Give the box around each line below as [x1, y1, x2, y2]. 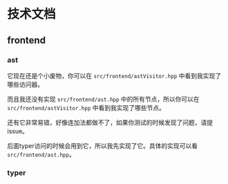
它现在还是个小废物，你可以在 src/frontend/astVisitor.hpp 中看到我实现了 [7, 71, 222, 80]
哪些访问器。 [7, 80, 44, 89]
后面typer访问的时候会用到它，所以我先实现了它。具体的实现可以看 [7, 141, 198, 149]
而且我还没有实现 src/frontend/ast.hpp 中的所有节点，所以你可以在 [7, 95, 200, 103]
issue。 [7, 127, 29, 135]
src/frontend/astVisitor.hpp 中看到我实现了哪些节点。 [7, 103, 166, 111]
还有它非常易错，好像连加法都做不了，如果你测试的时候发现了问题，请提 [7, 118, 213, 127]
